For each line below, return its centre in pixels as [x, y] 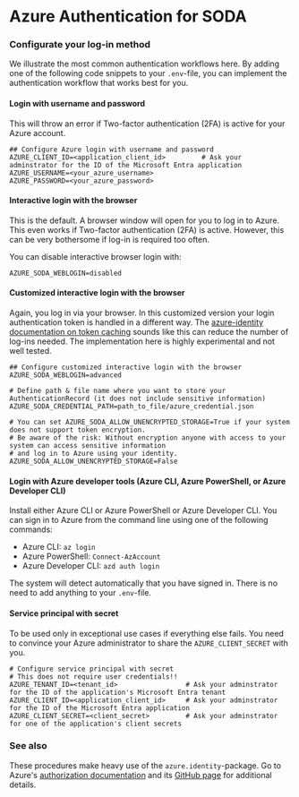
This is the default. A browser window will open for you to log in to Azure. [145, 220]
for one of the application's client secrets [95, 724]
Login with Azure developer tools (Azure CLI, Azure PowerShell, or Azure [148, 481]
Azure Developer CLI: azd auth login [91, 566]
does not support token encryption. [77, 430]
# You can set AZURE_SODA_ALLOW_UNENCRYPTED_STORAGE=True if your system [150, 423]
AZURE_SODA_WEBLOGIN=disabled [66, 273]
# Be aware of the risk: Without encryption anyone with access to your [148, 438]
